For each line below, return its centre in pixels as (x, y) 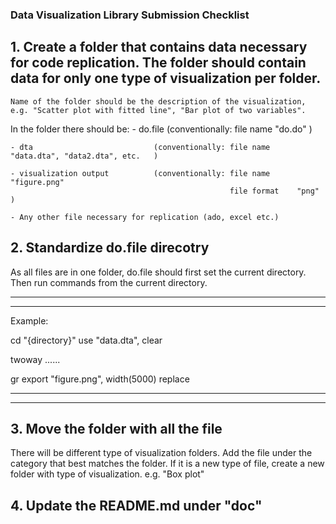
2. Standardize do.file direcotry (110, 248)
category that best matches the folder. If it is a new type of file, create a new (167, 464)
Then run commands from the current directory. (109, 282)
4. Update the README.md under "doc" (136, 505)
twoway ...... (35, 359)
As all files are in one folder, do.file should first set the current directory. (158, 272)
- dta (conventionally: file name (140, 147)
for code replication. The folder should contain (158, 63)
